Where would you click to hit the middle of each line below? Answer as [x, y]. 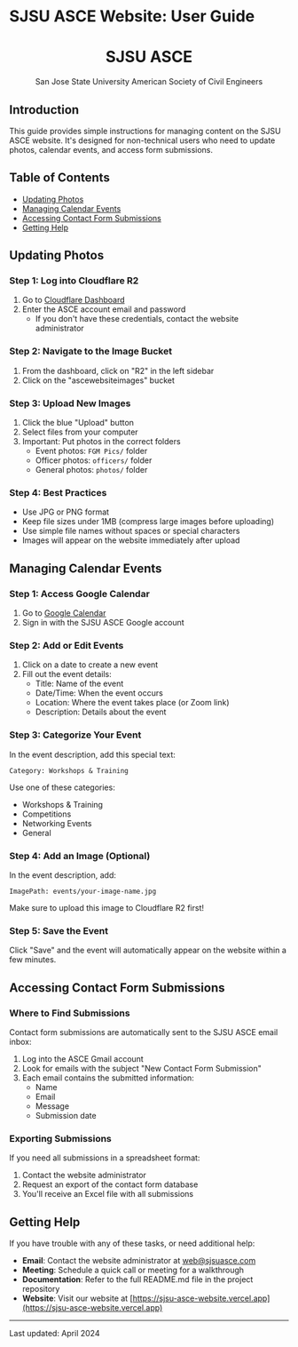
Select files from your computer [80, 432]
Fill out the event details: [67, 674]
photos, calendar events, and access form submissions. [111, 149]
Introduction [44, 110]
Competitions [47, 814]
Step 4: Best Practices [58, 492]
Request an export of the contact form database [110, 1184]
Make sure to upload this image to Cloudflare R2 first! [107, 907]
